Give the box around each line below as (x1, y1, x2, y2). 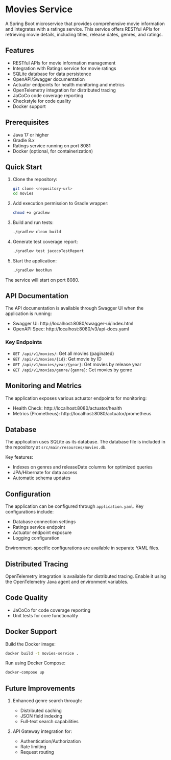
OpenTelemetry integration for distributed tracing (12, 87, 116, 93)
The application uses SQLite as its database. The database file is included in (5, 439, 166, 445)
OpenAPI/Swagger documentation (12, 76, 85, 82)
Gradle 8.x (12, 137, 35, 143)
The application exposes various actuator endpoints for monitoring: (5, 395, 147, 401)
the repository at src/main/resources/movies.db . (5, 444, 107, 451)
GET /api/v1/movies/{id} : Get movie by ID (12, 355, 102, 362)
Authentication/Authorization (20, 738, 81, 745)
